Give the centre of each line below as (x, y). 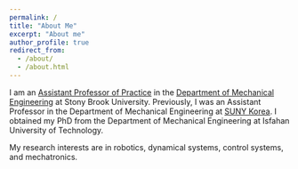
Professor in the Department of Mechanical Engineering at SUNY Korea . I (143, 111)
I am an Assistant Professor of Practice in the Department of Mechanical (141, 92)
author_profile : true (49, 42)
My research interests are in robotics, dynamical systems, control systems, (146, 147)
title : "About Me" (43, 26)
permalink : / (33, 17)
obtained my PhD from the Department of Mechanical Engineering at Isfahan (149, 120)
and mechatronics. (44, 157)
